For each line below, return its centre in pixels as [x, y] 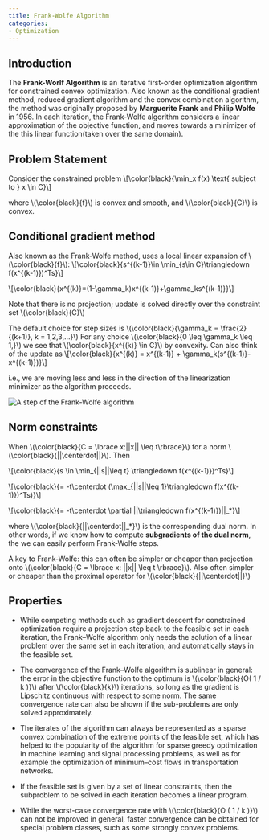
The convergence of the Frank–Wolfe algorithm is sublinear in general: [136, 670]
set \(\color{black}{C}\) [47, 312]
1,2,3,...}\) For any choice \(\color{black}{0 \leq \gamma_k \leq [150, 336]
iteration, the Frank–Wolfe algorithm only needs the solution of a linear [136, 637]
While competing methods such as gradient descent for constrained [132, 621]
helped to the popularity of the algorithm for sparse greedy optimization [139, 745]
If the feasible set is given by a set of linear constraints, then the [126, 787]
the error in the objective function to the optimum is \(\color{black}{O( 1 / [140, 678]
